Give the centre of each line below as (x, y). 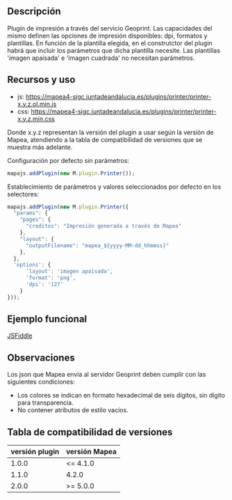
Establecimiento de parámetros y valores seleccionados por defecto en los (114, 187)
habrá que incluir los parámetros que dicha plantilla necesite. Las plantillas (114, 50)
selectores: (23, 194)
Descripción (34, 11)
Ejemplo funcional (47, 319)
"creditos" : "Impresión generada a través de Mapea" (103, 226)
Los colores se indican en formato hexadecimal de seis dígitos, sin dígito (121, 396)
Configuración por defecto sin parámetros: (68, 160)
